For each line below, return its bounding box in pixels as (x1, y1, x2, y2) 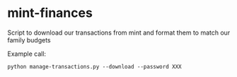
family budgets (7, 35, 51, 44)
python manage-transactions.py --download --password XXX (7, 63, 182, 70)
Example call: (7, 49, 47, 58)
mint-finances (7, 5, 93, 21)
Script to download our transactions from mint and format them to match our (7, 28, 231, 37)
